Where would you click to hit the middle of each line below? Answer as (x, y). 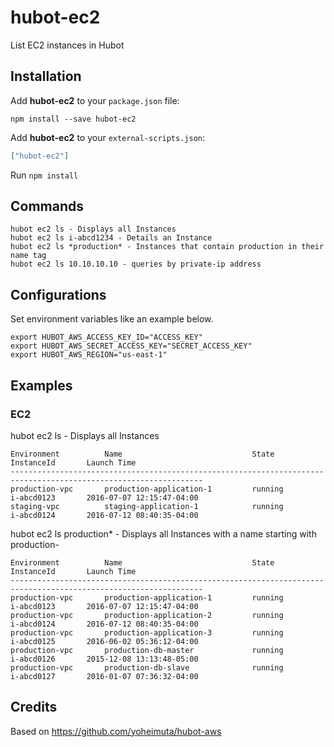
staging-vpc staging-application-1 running (147, 506)
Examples (41, 385)
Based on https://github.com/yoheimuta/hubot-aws (116, 731)
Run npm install (44, 175)
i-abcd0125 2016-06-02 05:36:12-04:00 (104, 641)
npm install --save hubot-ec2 (73, 119)
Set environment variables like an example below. (112, 319)
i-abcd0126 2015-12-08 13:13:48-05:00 (104, 659)
